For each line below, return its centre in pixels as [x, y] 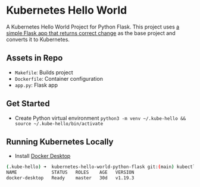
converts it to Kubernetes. [38, 39]
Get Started [28, 104]
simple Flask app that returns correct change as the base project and [91, 33]
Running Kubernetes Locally [60, 142]
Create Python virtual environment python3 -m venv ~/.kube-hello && [100, 118]
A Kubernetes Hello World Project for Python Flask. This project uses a [93, 27]
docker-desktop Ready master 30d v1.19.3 [70, 178]
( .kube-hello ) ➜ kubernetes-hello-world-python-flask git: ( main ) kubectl [101, 167]
